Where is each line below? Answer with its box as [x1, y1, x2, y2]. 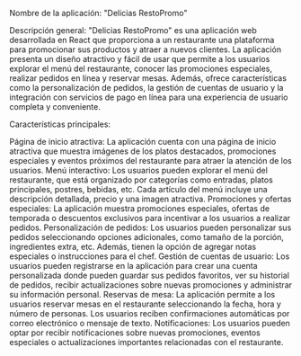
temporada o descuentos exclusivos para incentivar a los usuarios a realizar [9, 213, 291, 223]
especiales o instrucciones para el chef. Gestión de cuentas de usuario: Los [9, 251, 290, 262]
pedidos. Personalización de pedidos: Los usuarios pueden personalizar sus [9, 222, 292, 233]
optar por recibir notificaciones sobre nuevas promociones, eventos [9, 327, 261, 338]
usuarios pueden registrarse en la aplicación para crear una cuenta [9, 261, 258, 271]
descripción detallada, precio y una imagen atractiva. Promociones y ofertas [9, 193, 292, 204]
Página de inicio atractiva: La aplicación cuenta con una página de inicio [9, 137, 277, 147]
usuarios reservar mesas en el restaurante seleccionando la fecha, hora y [9, 298, 281, 309]
